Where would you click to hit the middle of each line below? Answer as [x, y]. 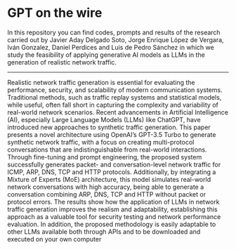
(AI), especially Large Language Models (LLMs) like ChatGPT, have [104, 119]
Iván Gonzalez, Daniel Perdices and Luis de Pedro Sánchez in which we [111, 47]
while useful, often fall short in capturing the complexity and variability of [113, 105]
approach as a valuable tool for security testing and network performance [114, 216]
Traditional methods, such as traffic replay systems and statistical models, [114, 97]
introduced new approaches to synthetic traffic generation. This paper [109, 127]
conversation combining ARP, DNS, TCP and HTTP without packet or [106, 194]
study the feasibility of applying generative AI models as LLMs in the [106, 55]
